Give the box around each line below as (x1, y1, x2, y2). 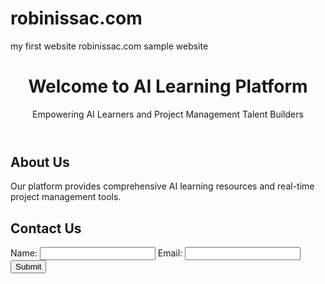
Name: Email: (10, 247, 183, 259)
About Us (10, 153, 70, 171)
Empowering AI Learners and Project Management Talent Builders (32, 108, 304, 120)
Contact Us (10, 220, 82, 237)
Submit (15, 262, 42, 272)
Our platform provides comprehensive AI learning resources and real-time (10, 180, 315, 192)
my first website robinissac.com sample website (10, 40, 209, 52)
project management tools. (10, 191, 122, 203)
